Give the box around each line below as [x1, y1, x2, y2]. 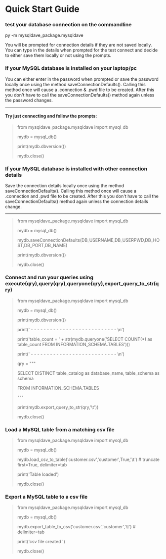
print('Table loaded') [17, 471, 59, 477]
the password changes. [5, 97, 53, 103]
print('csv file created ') [17, 539, 65, 545]
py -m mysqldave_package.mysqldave [5, 32, 84, 38]
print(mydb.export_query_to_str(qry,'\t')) [17, 404, 99, 410]
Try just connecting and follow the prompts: [5, 113, 97, 119]
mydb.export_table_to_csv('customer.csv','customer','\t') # [17, 524, 136, 530]
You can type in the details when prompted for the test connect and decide [5, 47, 158, 53]
